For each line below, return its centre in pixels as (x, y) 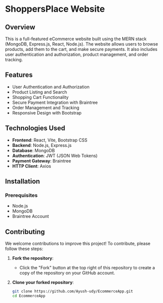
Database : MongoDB (34, 150)
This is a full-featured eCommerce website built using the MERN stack (76, 39)
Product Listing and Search (40, 92)
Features (19, 75)
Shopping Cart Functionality (40, 97)
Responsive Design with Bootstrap (47, 113)
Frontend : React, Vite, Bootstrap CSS (50, 140)
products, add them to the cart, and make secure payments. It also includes (81, 49)
